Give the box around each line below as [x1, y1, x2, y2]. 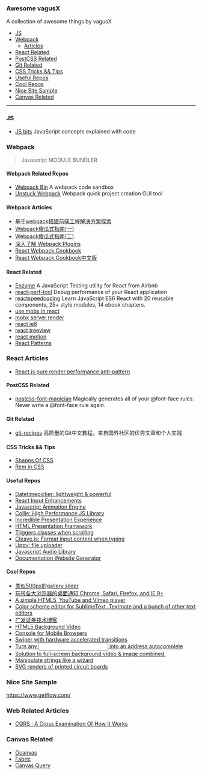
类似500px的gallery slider [14, 582, 79, 589]
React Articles [6, 354, 49, 363]
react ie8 [14, 320, 37, 327]
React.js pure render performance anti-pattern [14, 368, 130, 375]
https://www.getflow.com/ [6, 691, 71, 699]
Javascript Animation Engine [14, 503, 86, 510]
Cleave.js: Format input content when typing [14, 535, 125, 542]
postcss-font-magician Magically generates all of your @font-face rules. [14, 395, 194, 402]
